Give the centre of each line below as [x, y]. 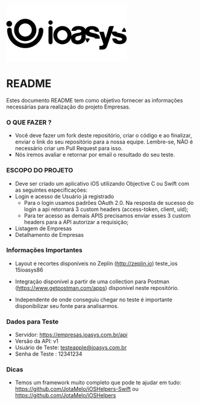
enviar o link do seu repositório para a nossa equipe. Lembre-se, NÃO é [104, 142]
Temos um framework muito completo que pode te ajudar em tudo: [98, 383]
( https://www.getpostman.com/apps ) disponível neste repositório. [97, 287]
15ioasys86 [29, 269]
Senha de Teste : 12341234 [48, 354]
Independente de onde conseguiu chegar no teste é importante [94, 300]
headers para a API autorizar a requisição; [76, 222]
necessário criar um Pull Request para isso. [69, 148]
